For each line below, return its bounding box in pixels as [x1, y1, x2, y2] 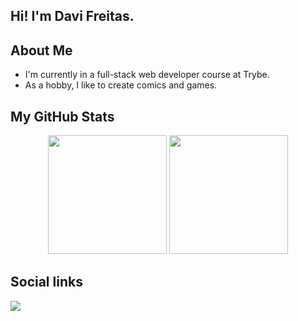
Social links [10, 274, 83, 291]
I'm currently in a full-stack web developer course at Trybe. [24, 69, 270, 81]
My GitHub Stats [10, 108, 115, 125]
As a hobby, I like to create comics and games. [24, 79, 218, 91]
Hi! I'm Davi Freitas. [10, 8, 135, 25]
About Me [10, 42, 73, 59]
